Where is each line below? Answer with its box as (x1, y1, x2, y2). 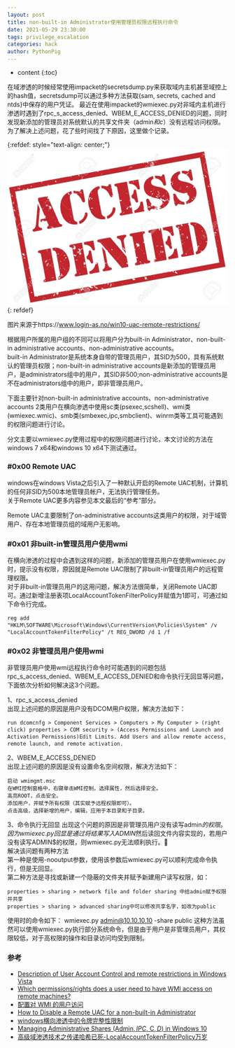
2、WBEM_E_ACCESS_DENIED (7, 753, 97, 762)
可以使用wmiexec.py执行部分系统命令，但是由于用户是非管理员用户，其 (13, 925, 220, 934)
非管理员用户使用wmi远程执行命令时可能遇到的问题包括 (7, 664, 166, 672)
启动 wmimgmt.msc (7, 778, 56, 785)
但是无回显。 (19, 865, 57, 873)
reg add (7, 615, 30, 622)
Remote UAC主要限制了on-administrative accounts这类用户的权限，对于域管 (7, 511, 227, 519)
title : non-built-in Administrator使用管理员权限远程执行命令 (7, 18, 178, 26)
